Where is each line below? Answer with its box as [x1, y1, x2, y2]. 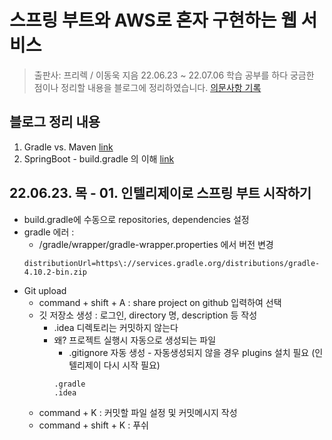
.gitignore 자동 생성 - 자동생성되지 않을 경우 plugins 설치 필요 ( [68, 346, 316, 358]
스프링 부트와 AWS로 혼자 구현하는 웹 [9, 9, 297, 32]
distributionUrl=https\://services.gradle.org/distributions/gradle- [23, 258, 321, 268]
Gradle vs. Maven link [23, 141, 114, 153]
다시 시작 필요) [103, 359, 161, 371]
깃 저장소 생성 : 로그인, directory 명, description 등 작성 [38, 309, 258, 321]
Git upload [23, 284, 67, 296]
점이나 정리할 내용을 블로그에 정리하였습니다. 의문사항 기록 [33, 81, 262, 93]
